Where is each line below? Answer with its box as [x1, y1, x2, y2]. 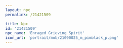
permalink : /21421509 [5, 12, 51, 17]
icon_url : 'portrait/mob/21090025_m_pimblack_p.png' [5, 35, 119, 40]
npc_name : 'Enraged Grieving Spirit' [5, 31, 85, 36]
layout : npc [5, 7, 30, 13]
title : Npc [5, 21, 28, 26]
